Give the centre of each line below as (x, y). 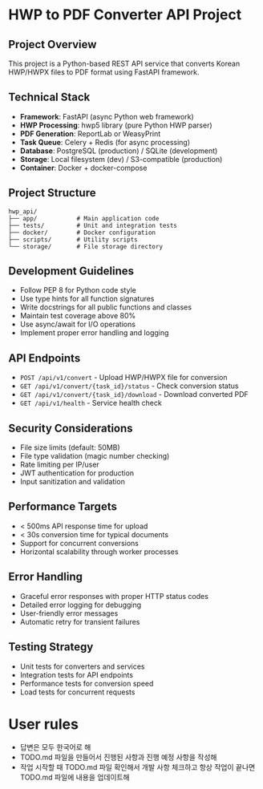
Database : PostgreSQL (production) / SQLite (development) (119, 151)
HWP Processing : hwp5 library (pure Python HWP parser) (116, 125)
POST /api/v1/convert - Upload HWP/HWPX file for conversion (123, 378)
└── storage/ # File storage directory (85, 246)
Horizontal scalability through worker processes (99, 552)
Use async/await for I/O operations (78, 324)
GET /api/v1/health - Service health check (91, 403)
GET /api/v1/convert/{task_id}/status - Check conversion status (129, 386)
